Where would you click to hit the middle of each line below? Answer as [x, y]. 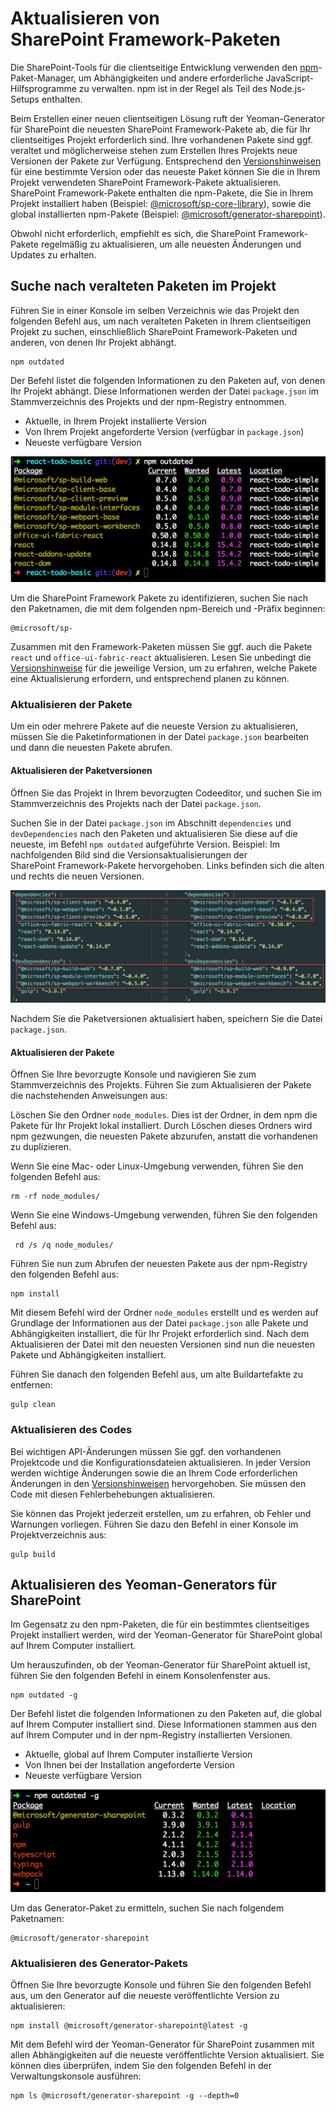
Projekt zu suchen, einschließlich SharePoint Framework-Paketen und [154, 331]
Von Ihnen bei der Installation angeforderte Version [129, 1765]
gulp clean [33, 1405]
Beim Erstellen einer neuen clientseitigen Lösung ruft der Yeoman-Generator [168, 118]
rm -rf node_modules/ [55, 1197]
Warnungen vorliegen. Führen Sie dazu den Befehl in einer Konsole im [154, 1524]
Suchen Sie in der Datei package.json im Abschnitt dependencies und [151, 823]
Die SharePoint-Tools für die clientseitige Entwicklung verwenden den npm [164, 67]
